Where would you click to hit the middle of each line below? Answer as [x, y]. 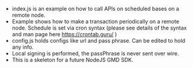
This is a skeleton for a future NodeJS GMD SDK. [72, 60]
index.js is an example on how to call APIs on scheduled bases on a [95, 9]
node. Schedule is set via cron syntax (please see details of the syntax [99, 28]
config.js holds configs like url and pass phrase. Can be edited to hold [98, 41]
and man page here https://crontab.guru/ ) [64, 34]
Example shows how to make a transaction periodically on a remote [95, 21]
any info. [23, 47]
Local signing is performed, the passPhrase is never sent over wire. [95, 53]
